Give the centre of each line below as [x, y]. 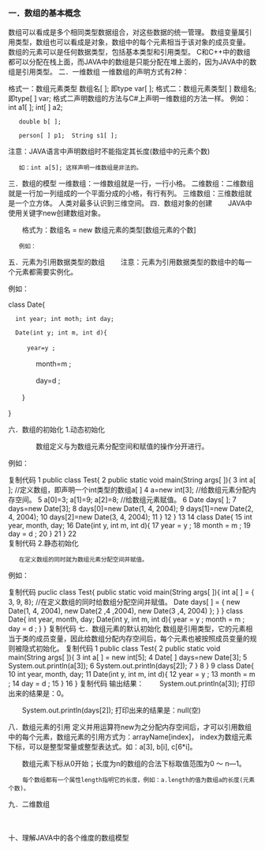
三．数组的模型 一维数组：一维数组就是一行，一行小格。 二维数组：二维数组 [131, 183]
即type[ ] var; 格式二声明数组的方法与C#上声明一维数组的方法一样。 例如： [129, 98]
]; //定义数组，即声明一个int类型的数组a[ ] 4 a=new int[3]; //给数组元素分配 [129, 489]
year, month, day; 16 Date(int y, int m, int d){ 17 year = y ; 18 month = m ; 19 [129, 525]
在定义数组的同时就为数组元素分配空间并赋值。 [83, 559]
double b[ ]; [40, 122]
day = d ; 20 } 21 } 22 [43, 534]
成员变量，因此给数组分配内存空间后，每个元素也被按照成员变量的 [142, 638]
